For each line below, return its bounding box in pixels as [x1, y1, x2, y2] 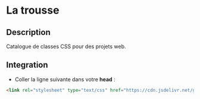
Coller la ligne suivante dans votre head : [14, 75, 115, 83]
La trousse [6, 4, 60, 17]
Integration [6, 60, 49, 70]
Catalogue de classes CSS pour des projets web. [6, 43, 126, 50]
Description [6, 27, 51, 37]
